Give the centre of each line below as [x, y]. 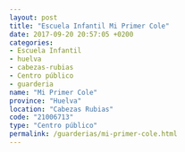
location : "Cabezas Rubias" [62, 109]
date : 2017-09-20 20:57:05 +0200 [71, 34]
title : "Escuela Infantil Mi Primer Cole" [89, 26]
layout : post [34, 17]
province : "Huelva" [46, 101]
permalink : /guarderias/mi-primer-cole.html [93, 134]
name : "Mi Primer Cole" [54, 92]
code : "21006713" [42, 117]
